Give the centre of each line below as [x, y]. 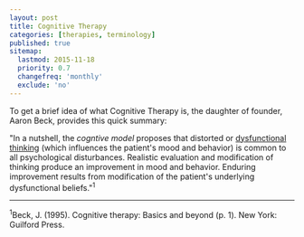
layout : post [34, 18]
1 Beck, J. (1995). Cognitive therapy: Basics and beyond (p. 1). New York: [143, 214]
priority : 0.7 [44, 69]
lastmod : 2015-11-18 [56, 60]
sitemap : [26, 52]
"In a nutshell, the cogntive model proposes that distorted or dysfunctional [148, 137]
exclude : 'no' [44, 85]
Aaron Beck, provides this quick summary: [88, 120]
